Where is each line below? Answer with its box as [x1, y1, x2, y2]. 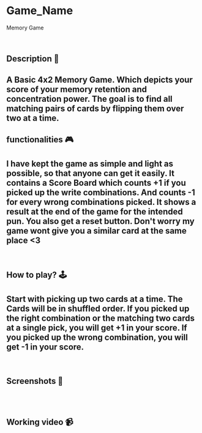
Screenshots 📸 [6, 375, 64, 386]
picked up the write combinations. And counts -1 [6, 187, 195, 197]
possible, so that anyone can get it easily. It [6, 168, 174, 178]
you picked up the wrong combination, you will [6, 332, 188, 342]
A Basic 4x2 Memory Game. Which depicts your [6, 74, 193, 85]
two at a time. [6, 113, 59, 123]
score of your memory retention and [6, 84, 148, 94]
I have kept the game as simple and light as [6, 158, 173, 169]
